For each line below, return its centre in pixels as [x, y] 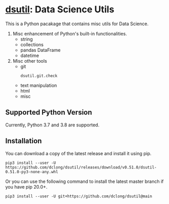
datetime [30, 55]
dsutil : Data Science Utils [60, 10]
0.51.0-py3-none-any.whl [32, 172]
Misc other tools [30, 61]
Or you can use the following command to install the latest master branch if [84, 181]
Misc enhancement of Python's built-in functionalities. [70, 33]
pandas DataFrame [40, 50]
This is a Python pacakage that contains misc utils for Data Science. [77, 24]
